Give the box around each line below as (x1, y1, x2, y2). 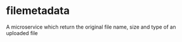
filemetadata (6, 4, 70, 17)
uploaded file (6, 29, 38, 36)
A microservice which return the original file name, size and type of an (6, 23, 176, 30)
